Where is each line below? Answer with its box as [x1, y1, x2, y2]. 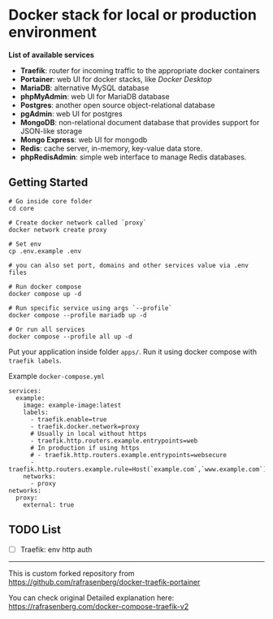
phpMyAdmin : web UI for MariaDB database [19, 91, 170, 101]
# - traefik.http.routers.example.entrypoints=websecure [29, 451, 227, 459]
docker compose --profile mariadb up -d [8, 311, 148, 319]
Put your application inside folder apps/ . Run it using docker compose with [8, 347, 258, 356]
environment [8, 23, 97, 41]
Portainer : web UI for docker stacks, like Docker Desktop [19, 74, 213, 84]
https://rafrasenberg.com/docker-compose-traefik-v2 [8, 601, 189, 611]
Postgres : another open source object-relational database [19, 100, 215, 110]
